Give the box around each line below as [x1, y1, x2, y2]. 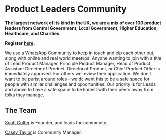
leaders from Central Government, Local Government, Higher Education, [5, 25, 158, 31]
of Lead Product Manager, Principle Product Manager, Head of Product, [5, 60, 152, 66]
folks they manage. [5, 92, 45, 98]
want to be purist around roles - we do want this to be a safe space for [5, 76, 150, 82]
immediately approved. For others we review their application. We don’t [5, 70, 151, 76]
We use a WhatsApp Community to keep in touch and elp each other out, [5, 50, 155, 56]
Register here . [5, 40, 35, 46]
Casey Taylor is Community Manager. [5, 129, 82, 135]
